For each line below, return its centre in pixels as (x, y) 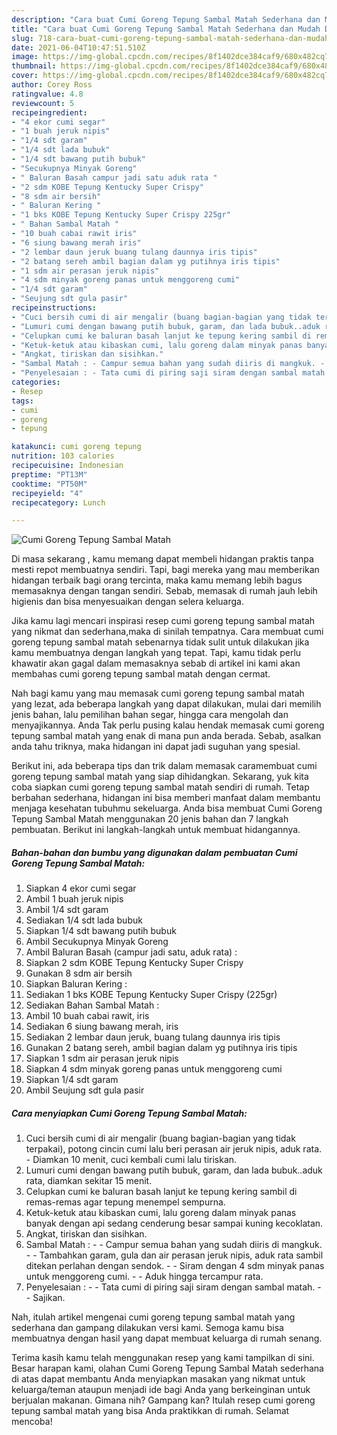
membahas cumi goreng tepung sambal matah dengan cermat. (141, 674)
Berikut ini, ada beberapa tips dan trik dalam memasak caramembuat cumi (164, 766)
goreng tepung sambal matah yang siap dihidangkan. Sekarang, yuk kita (160, 777)
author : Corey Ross (52, 85)
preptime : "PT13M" (49, 474)
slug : (22, 38)
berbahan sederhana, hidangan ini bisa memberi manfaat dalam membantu (166, 798)
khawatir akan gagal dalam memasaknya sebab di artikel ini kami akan (156, 663)
